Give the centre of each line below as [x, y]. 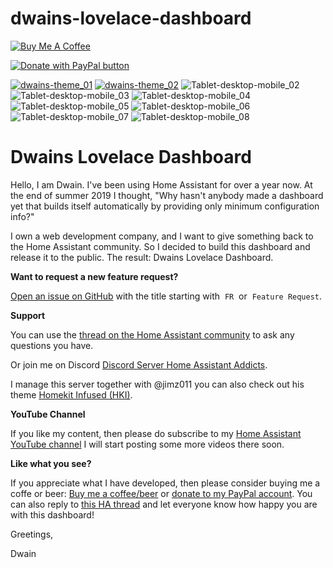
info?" [22, 216]
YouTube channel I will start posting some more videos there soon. [147, 444]
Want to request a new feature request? [94, 276]
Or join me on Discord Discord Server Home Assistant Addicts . [139, 364]
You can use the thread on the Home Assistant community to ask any [152, 334]
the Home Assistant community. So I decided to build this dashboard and [160, 246]
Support [28, 315]
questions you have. [52, 345]
